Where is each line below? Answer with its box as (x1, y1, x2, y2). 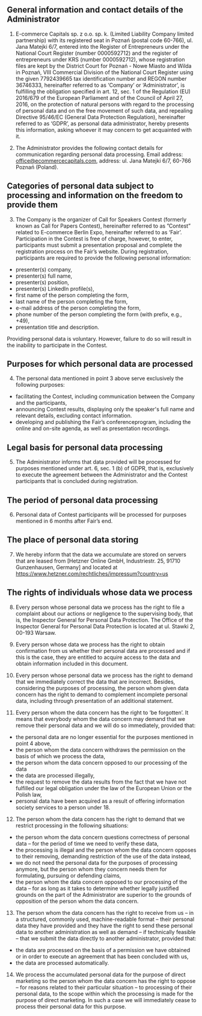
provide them (7, 200, 58, 210)
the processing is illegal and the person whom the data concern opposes (15, 846, 197, 853)
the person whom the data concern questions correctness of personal (15, 834, 190, 841)
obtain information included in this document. (15, 659, 129, 667)
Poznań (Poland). (15, 163, 59, 170)
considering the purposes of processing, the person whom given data (15, 684, 189, 691)
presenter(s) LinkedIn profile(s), (15, 285, 95, 292)
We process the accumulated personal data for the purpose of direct (15, 971, 186, 978)
